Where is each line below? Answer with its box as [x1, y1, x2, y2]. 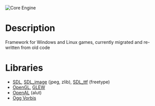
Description [5, 23, 55, 34]
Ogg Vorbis [12, 95, 36, 101]
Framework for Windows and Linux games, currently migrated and [5, 39, 142, 45]
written [5, 44, 20, 50]
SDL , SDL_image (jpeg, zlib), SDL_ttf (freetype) [12, 79, 110, 85]
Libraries [5, 62, 43, 74]
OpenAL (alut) [12, 89, 42, 95]
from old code [21, 44, 50, 50]
